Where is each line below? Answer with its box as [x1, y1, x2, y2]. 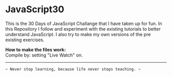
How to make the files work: [5, 46, 66, 53]
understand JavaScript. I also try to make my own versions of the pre [5, 31, 151, 37]
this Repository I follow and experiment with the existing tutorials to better [5, 25, 161, 32]
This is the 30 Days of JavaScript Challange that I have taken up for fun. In [5, 20, 162, 27]
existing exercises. [5, 37, 45, 43]
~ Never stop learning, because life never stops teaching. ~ [5, 66, 141, 72]
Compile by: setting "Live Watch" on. [5, 52, 83, 58]
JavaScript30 [5, 4, 64, 15]
